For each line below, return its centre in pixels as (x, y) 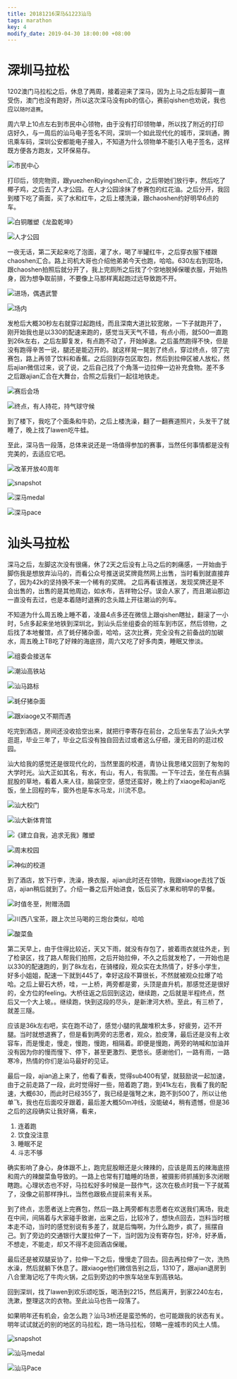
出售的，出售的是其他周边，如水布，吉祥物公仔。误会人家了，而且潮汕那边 (121, 591)
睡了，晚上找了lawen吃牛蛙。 (50, 430)
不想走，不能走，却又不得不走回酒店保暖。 (69, 1244)
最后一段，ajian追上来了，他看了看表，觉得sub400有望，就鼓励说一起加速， (118, 1076)
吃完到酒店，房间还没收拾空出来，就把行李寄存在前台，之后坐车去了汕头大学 (119, 731)
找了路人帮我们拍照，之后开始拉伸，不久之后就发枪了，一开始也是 (134, 958)
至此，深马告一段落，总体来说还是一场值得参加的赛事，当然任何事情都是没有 (119, 445)
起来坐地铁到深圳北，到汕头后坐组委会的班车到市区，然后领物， (128, 624)
